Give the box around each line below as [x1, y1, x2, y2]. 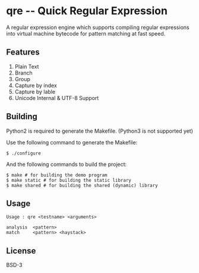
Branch [14, 69, 33, 76]
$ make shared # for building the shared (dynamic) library [6, 182, 159, 188]
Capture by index [14, 82, 58, 89]
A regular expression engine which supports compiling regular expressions [6, 24, 189, 31]
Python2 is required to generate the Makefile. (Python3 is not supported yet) [6, 127, 193, 134]
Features [6, 47, 40, 57]
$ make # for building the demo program [6, 172, 108, 178]
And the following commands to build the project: [6, 160, 127, 168]
